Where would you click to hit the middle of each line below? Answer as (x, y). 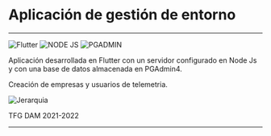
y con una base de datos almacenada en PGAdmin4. (96, 68)
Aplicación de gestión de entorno (122, 15)
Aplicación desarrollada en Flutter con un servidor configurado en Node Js (133, 60)
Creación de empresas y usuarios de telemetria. (88, 84)
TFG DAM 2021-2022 (44, 115)
